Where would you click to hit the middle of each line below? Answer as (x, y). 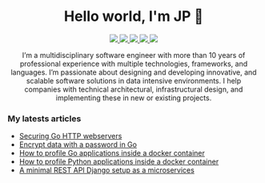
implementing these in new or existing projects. (134, 98)
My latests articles (44, 118)
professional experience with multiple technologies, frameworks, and (134, 63)
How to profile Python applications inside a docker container (119, 162)
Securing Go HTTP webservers (70, 136)
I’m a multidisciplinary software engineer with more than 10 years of (134, 55)
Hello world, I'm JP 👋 (134, 16)
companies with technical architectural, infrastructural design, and (134, 89)
